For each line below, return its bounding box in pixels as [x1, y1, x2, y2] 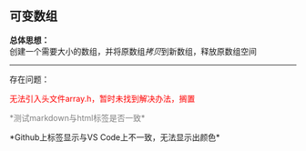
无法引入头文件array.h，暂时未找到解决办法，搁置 [9, 93, 196, 104]
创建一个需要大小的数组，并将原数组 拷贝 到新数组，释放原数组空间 [9, 45, 257, 56]
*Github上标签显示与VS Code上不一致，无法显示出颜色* [9, 131, 220, 143]
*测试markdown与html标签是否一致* [9, 112, 146, 123]
